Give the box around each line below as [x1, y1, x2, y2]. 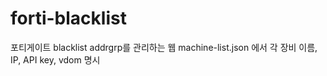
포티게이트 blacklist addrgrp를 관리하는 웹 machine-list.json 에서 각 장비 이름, [10, 41, 318, 53]
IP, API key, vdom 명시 [10, 53, 101, 66]
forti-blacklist [10, 7, 127, 30]
